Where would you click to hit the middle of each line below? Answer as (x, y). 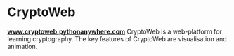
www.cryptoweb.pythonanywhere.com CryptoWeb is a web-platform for (115, 31)
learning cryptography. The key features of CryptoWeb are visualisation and (117, 38)
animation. (22, 46)
